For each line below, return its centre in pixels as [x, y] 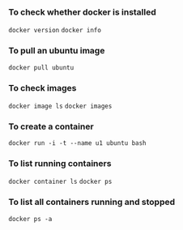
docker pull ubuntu [41, 67]
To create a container [51, 126]
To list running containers [60, 164]
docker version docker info [55, 31]
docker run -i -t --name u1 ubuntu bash [78, 143]
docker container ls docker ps [60, 182]
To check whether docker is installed [82, 12]
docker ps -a [30, 219]
